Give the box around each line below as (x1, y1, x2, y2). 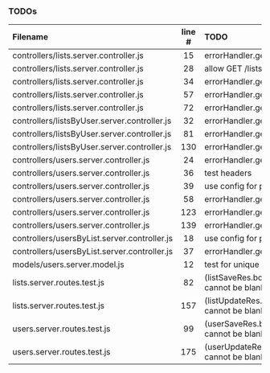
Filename (12, 31, 48, 43)
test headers (204, 167, 252, 178)
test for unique (204, 259, 260, 270)
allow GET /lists (204, 63, 263, 74)
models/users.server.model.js (12, 259, 125, 270)
